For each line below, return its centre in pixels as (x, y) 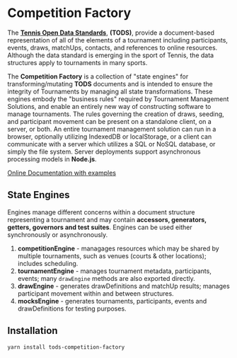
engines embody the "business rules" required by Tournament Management (118, 99)
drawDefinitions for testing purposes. (72, 308)
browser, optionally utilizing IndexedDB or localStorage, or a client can (110, 137)
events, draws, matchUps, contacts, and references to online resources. (112, 47)
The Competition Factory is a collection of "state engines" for (98, 76)
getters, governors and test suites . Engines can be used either (100, 227)
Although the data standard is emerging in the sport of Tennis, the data (111, 55)
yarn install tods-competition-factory (66, 347)
